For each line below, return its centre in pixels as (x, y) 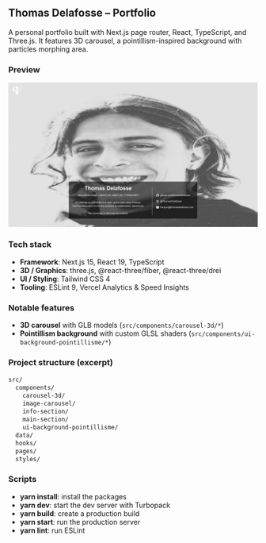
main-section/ (46, 420)
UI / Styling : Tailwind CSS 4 (65, 279)
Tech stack (30, 245)
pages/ (26, 452)
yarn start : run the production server (80, 522)
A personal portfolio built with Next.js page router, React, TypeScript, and (127, 32)
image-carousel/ (49, 404)
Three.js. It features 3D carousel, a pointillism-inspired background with (125, 40)
